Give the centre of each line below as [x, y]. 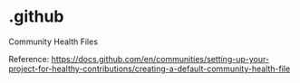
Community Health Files [53, 41]
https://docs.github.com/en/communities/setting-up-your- [160, 59]
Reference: [29, 59]
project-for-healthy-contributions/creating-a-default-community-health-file [150, 69]
